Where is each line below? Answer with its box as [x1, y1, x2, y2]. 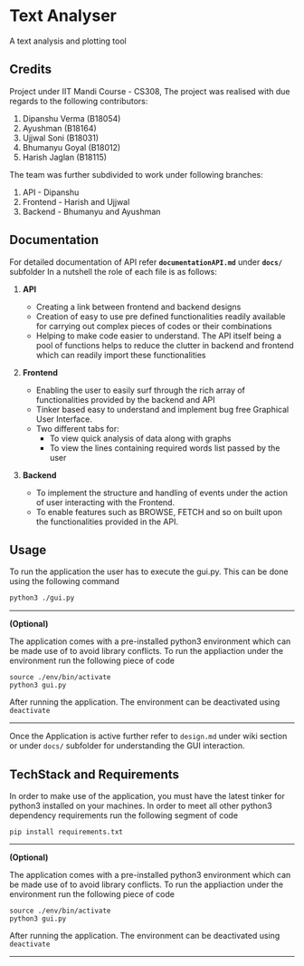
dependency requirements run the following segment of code [9, 810, 238, 821]
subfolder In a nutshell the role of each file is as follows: [9, 266, 217, 277]
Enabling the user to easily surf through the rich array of [35, 385, 246, 395]
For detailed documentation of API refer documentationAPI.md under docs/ [9, 256, 283, 268]
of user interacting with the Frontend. [35, 496, 175, 508]
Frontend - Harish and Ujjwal [22, 196, 130, 207]
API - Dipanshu [22, 187, 80, 198]
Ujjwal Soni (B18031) [22, 132, 100, 143]
